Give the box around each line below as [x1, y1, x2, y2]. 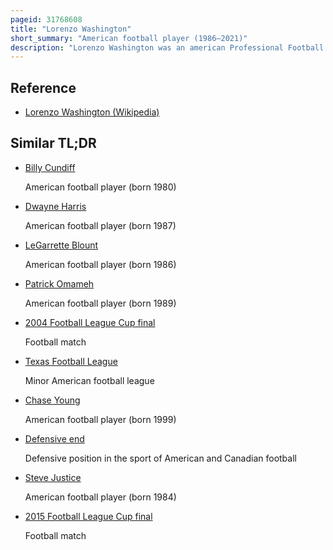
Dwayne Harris [24, 200, 87, 212]
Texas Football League [24, 355, 118, 367]
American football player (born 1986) [24, 258, 177, 270]
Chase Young [24, 394, 81, 406]
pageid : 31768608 [10, 14, 83, 25]
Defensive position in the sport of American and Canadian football [24, 452, 297, 464]
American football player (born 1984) [24, 491, 177, 503]
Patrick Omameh [24, 277, 95, 290]
